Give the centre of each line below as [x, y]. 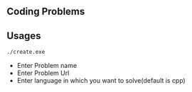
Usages [24, 36]
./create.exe [26, 52]
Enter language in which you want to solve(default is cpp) [101, 81]
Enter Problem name [47, 66]
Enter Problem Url [43, 73]
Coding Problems [46, 12]
